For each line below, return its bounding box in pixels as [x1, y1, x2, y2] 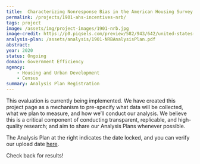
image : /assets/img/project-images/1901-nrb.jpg [6, 25, 129, 32]
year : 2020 [6, 48, 33, 54]
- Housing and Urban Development [17, 70, 100, 76]
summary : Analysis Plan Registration [6, 81, 100, 87]
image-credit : [6, 31, 42, 37]
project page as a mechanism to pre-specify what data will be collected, [6, 104, 183, 110]
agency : [6, 64, 26, 70]
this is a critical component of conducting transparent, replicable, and [6, 116, 177, 123]
